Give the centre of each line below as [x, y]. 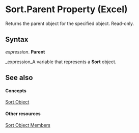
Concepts [16, 91]
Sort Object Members [28, 125]
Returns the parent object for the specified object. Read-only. [70, 23]
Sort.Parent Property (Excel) [67, 9]
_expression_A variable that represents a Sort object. [61, 62]
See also [19, 78]
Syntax [17, 39]
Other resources [23, 114]
